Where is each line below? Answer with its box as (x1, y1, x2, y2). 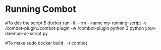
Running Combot (5, 3, 76, 15)
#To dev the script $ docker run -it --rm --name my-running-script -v (5, 20, 147, 26)
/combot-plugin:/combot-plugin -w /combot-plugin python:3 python (5, 25, 144, 31)
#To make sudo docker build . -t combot (5, 40, 88, 46)
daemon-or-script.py (5, 30, 48, 36)
